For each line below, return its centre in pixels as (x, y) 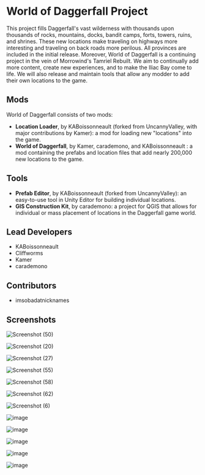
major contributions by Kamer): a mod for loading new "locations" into (103, 133)
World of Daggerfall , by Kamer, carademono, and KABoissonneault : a (104, 146)
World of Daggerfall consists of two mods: (60, 114)
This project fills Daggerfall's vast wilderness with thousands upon (90, 28)
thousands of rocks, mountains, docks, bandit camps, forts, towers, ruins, (99, 34)
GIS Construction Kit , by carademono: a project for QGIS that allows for (106, 206)
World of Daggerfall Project (77, 11)
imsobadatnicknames (42, 300)
